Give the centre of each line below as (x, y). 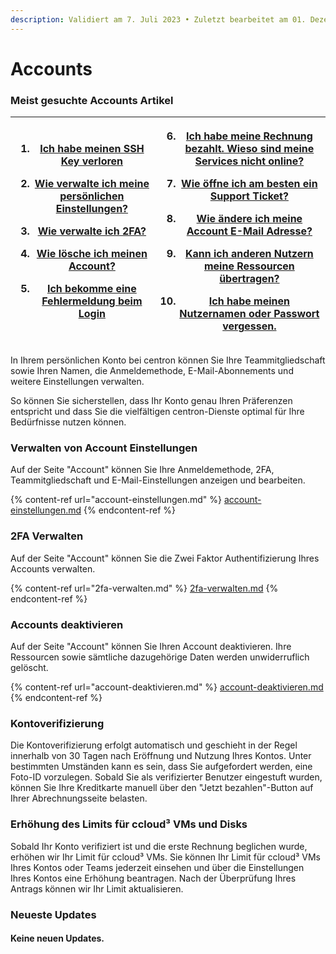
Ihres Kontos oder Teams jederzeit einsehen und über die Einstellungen (157, 867)
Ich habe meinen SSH (92, 149)
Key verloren (92, 161)
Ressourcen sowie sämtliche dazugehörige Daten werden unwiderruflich (160, 657)
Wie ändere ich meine (249, 219)
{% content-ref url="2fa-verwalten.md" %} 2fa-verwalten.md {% (144, 588)
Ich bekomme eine (91, 289)
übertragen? (249, 279)
